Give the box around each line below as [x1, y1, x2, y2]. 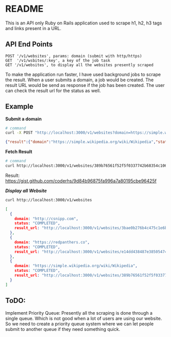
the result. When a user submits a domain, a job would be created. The [5, 77, 154, 83]
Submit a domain [5, 115, 42, 122]
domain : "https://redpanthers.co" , [14, 239, 90, 244]
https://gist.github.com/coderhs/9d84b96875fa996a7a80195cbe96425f [5, 177, 157, 183]
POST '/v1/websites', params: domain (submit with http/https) [5, 53, 142, 58]
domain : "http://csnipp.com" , [14, 216, 79, 221]
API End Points [5, 40, 53, 49]
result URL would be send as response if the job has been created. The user [5, 82, 165, 88]
